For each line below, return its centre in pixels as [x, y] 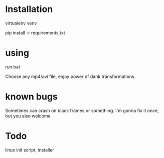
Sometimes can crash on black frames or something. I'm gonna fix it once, [82, 110]
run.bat [13, 66]
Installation [29, 9]
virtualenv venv [21, 23]
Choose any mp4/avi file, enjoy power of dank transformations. [70, 76]
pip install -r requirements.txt [35, 32]
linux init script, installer [30, 150]
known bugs [31, 97]
